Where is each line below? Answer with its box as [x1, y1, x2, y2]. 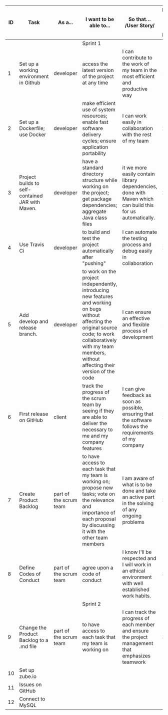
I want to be [85, 16, 114, 22]
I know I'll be [122, 548, 152, 555]
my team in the [122, 67, 157, 73]
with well [122, 580, 143, 586]
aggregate [82, 208, 106, 214]
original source [82, 324, 117, 331]
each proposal [82, 515, 116, 522]
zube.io [19, 673, 36, 679]
